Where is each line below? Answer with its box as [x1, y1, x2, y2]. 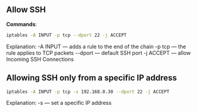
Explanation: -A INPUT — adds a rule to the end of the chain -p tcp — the [6, 43, 186, 50]
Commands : [6, 20, 38, 27]
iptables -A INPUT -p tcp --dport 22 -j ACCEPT [6, 32, 127, 38]
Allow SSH [6, 5, 46, 15]
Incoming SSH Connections [6, 55, 74, 63]
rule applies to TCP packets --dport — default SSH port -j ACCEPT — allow [6, 49, 191, 56]
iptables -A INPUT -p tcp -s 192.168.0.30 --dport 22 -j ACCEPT [6, 89, 170, 95]
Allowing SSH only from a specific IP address [6, 73, 177, 83]
